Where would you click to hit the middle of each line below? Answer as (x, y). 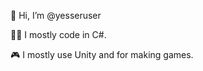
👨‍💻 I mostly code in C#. (58, 34)
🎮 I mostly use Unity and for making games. (102, 54)
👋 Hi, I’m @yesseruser (56, 15)
